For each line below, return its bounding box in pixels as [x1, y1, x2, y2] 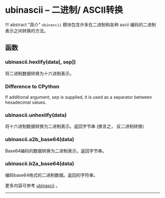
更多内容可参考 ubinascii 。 [5, 182, 60, 188]
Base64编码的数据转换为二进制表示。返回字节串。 [5, 148, 107, 154]
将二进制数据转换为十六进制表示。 [5, 70, 74, 76]
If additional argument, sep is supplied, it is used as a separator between [5, 94, 152, 100]
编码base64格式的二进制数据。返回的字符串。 [5, 172, 98, 178]
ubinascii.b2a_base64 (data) [5, 160, 75, 167]
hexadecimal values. [5, 99, 47, 105]
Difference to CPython [5, 83, 60, 90]
